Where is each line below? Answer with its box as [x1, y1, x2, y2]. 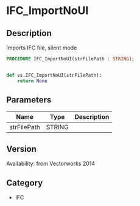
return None [17, 77, 47, 84]
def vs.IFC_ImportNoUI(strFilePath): [6, 72, 102, 78]
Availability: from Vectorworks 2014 [6, 160, 96, 168]
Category [6, 177, 43, 188]
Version [6, 144, 37, 154]
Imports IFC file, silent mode [6, 44, 77, 51]
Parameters [6, 95, 52, 105]
